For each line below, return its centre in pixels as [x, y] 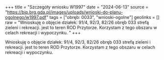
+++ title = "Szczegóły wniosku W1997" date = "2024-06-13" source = [77, 7]
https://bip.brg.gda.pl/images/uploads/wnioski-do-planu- [65, 12]
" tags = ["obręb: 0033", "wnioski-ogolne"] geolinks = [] [103, 17]
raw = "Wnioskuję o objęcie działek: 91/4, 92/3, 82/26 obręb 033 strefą [77, 22]
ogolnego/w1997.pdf [26, 17]
